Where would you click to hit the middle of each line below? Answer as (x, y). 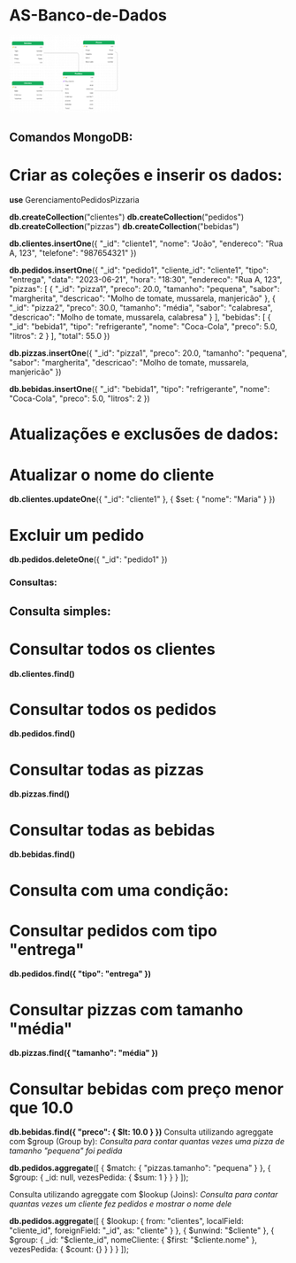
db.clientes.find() (42, 674)
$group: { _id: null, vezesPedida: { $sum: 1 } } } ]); (99, 1177)
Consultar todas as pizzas (107, 770)
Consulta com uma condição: (119, 890)
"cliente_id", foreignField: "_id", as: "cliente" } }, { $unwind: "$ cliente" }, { (142, 1230)
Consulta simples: (61, 611)
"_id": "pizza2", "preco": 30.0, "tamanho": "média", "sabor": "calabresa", (141, 308)
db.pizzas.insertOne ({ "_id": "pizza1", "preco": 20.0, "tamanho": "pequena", (148, 353)
